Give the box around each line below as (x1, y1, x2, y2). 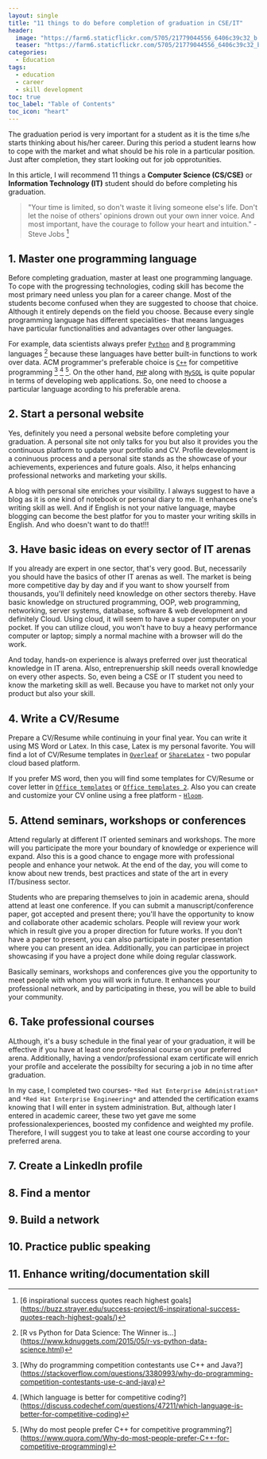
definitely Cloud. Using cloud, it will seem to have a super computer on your (8, 614, 257, 624)
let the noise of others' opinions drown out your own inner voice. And (27, 211, 255, 220)
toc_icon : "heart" (8, 108, 69, 116)
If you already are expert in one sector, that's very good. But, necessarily (8, 563, 247, 573)
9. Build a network (8, 1213, 100, 1227)
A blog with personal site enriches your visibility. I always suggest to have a (8, 486, 256, 495)
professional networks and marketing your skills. (8, 470, 167, 480)
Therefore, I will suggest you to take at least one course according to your (8, 1128, 250, 1137)
